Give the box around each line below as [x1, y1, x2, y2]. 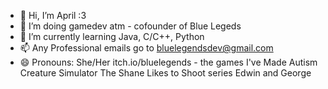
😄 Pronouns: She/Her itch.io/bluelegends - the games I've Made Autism [19, 56, 318, 68]
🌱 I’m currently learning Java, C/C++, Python [19, 31, 205, 42]
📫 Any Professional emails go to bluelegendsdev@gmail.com [19, 42, 274, 54]
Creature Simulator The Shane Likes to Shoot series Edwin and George [19, 67, 312, 79]
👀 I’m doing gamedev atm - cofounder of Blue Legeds [19, 20, 242, 32]
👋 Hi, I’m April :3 [19, 10, 87, 21]
